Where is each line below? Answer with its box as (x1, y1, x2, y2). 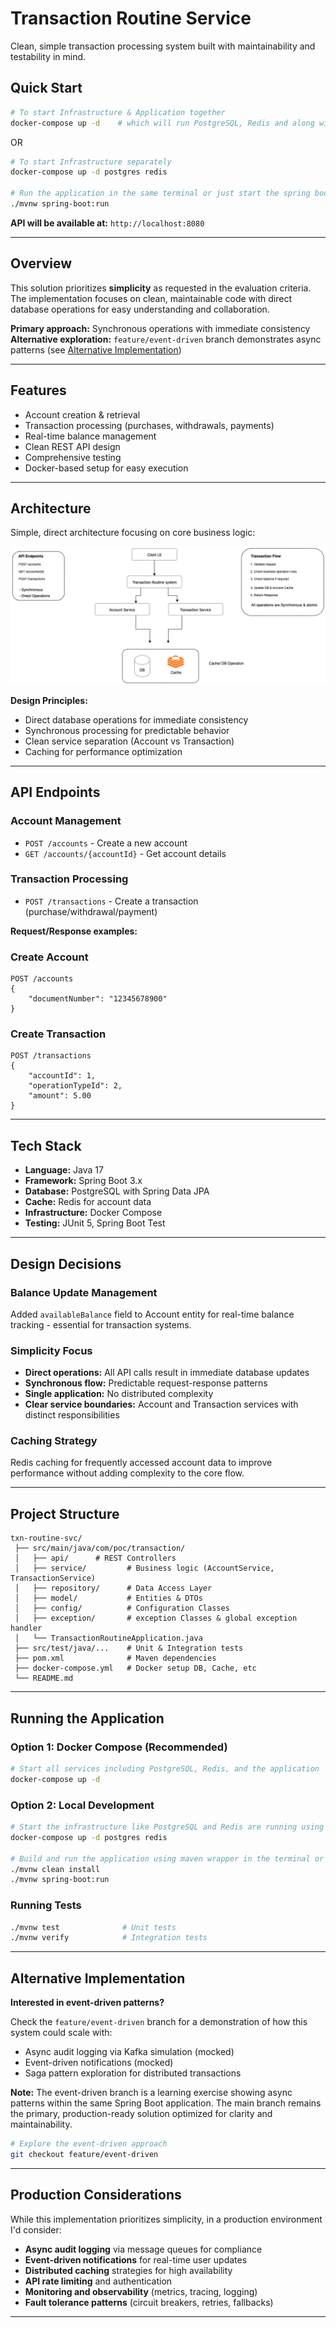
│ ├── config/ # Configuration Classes (14, 1603, 230, 1614)
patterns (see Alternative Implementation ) (10, 343, 182, 356)
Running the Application (10, 1710, 165, 1727)
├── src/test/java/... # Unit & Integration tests (14, 1643, 244, 1654)
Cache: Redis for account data (24, 1196, 152, 1208)
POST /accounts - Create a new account (24, 837, 188, 849)
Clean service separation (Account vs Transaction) (24, 735, 235, 747)
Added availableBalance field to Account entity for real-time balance (10, 1308, 295, 1320)
